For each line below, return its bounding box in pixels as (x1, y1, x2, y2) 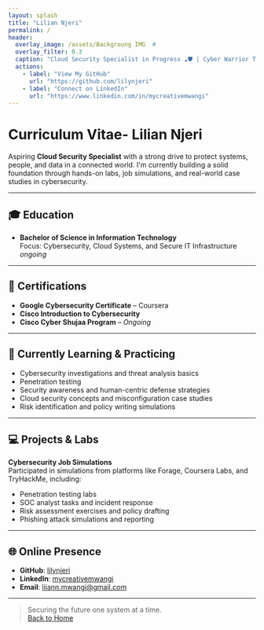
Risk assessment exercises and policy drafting (19, 507, 170, 516)
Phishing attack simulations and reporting (19, 514, 155, 524)
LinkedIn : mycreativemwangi (19, 574, 114, 584)
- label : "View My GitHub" (22, 70, 111, 78)
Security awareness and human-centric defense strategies (19, 385, 211, 394)
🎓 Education (8, 208, 75, 221)
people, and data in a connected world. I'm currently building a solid (8, 160, 229, 170)
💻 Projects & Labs (8, 433, 100, 447)
